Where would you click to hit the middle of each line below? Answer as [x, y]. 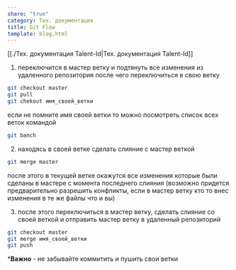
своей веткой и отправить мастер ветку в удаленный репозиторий [119, 219]
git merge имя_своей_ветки [47, 239]
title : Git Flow [31, 27]
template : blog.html [38, 34]
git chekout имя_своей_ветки [50, 101]
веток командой [32, 122]
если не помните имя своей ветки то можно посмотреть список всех [113, 115]
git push [20, 245]
